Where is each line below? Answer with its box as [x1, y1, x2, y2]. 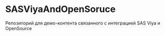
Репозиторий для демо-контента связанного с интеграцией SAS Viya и [5, 20, 160, 26]
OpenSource [5, 25, 32, 31]
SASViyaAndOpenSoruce [5, 3, 116, 15]
